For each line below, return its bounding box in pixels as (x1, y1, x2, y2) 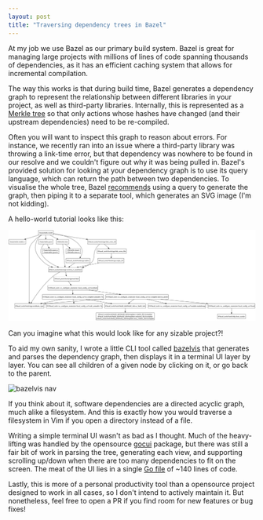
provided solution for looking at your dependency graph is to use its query (8, 165, 249, 175)
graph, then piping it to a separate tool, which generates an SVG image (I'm (8, 191, 252, 200)
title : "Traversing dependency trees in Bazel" (8, 20, 167, 29)
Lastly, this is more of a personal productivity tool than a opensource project (8, 479, 255, 489)
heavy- (228, 431, 253, 441)
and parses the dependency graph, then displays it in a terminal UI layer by (8, 352, 251, 362)
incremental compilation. (8, 68, 88, 78)
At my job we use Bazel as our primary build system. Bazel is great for (8, 43, 235, 53)
